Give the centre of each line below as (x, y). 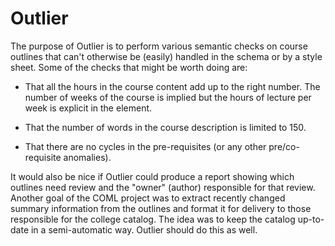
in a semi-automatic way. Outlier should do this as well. (144, 229)
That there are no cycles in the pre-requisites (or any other (145, 146)
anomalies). (87, 157)
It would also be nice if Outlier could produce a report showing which (152, 176)
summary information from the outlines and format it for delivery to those (161, 208)
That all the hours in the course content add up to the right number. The (172, 86)
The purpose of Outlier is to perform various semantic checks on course (159, 46)
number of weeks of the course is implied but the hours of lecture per (168, 97)
